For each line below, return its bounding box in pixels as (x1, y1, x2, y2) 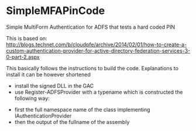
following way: (14, 95, 50, 102)
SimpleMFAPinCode (6, 4, 105, 18)
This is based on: (6, 35, 48, 42)
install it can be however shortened (6, 71, 91, 78)
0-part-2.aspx (6, 53, 40, 60)
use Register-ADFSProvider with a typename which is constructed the (14, 88, 183, 95)
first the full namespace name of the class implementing (14, 106, 150, 113)
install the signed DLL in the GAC (14, 82, 94, 89)
